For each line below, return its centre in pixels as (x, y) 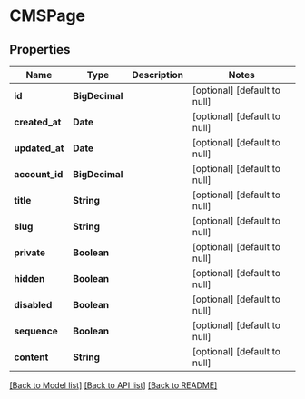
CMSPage (48, 16)
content (31, 357)
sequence (36, 331)
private (30, 253)
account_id (39, 174)
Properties (40, 50)
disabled (33, 305)
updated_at (39, 148)
